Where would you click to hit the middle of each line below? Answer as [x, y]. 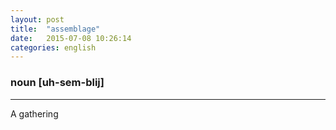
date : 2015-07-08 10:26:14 [71, 38]
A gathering [34, 113]
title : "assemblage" [55, 29]
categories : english [53, 47]
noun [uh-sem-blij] [57, 83]
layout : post [37, 19]
